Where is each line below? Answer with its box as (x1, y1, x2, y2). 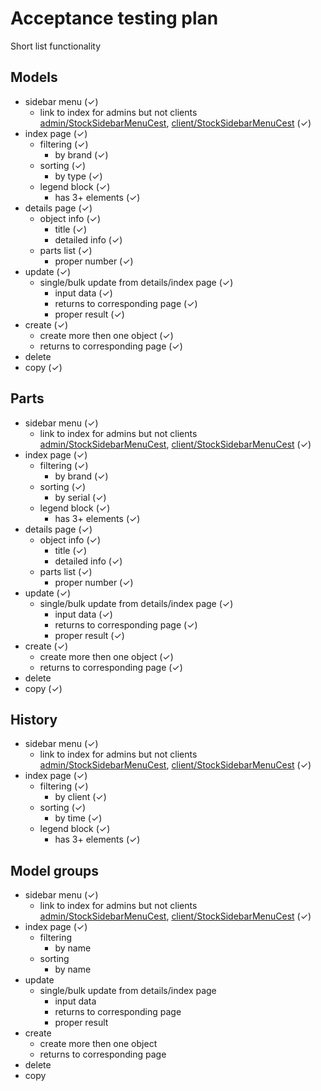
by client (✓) (54, 791, 107, 803)
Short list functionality (10, 40, 102, 52)
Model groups (10, 862, 100, 879)
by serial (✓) (54, 491, 107, 503)
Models (10, 69, 58, 86)
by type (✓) (54, 170, 103, 182)
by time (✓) (54, 812, 103, 824)
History (10, 711, 58, 728)
